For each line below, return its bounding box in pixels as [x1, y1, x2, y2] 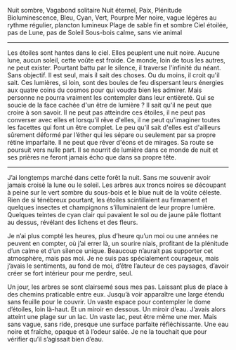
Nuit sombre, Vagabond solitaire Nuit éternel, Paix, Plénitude [7, 6, 183, 14]
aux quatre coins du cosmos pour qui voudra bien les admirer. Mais [7, 86, 202, 94]
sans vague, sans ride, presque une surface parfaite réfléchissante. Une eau [7, 320, 229, 328]
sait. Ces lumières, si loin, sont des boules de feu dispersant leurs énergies [7, 79, 224, 86]
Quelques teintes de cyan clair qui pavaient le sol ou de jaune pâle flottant [7, 211, 221, 219]
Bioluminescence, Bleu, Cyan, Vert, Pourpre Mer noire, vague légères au [7, 13, 217, 22]
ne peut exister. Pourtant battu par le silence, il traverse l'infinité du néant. [7, 63, 221, 72]
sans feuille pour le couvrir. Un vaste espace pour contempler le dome [7, 298, 211, 306]
